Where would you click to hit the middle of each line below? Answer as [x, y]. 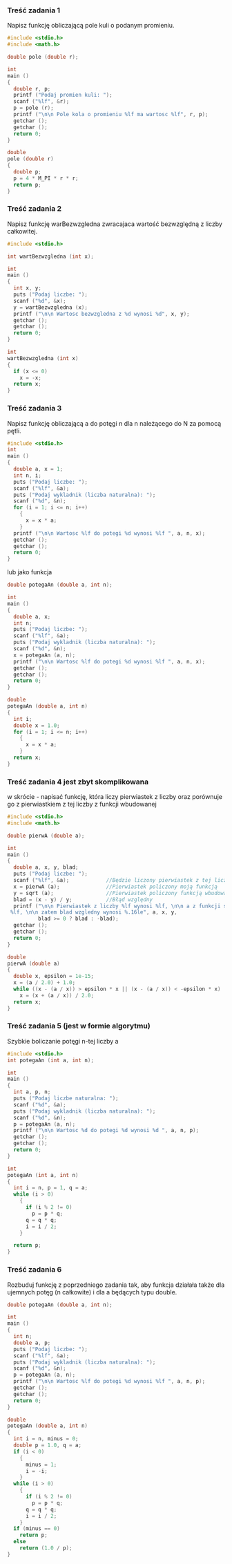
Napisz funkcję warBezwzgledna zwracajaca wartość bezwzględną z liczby [115, 224]
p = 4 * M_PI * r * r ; [46, 178]
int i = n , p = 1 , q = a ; [51, 1188]
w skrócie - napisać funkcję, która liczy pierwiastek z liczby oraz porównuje [115, 797]
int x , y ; [27, 288]
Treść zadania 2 [35, 209]
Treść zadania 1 [34, 10]
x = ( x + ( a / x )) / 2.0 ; [57, 995]
